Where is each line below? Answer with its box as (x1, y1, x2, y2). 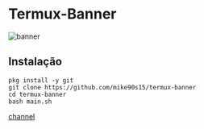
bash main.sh (8, 98, 52, 106)
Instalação (8, 55, 63, 69)
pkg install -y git (8, 76, 74, 85)
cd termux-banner (8, 90, 67, 98)
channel (8, 111, 35, 121)
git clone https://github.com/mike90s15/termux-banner (8, 83, 197, 91)
